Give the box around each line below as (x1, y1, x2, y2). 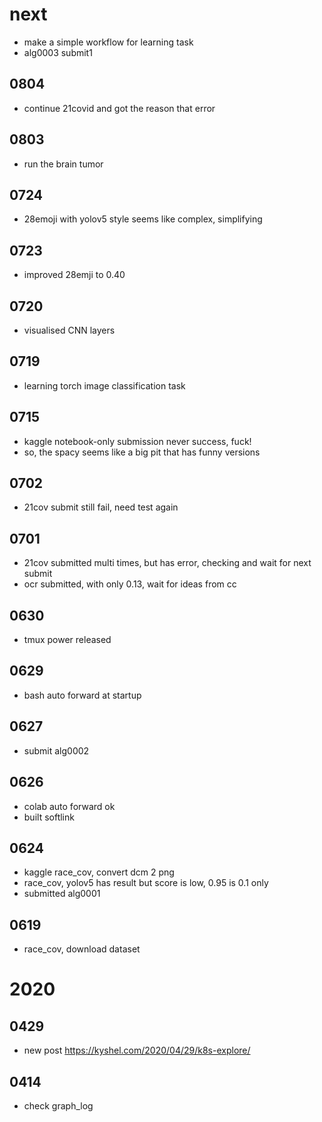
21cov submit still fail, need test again (23, 501, 179, 513)
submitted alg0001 (23, 888, 101, 900)
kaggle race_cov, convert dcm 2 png (23, 866, 175, 878)
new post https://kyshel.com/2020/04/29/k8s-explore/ (23, 1044, 251, 1057)
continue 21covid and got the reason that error (23, 102, 216, 114)
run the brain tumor (23, 158, 104, 170)
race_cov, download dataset (23, 943, 141, 955)
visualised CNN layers (23, 324, 116, 336)
